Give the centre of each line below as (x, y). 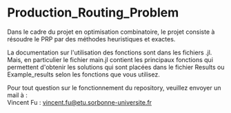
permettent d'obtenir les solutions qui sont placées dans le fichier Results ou (116, 67)
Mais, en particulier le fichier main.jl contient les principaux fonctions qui (110, 59)
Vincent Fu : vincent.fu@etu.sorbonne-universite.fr (80, 102)
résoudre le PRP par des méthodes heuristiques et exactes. (91, 39)
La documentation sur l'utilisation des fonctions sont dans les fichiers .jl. (110, 52)
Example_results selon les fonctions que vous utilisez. (83, 74)
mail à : (17, 95)
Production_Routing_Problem (93, 13)
